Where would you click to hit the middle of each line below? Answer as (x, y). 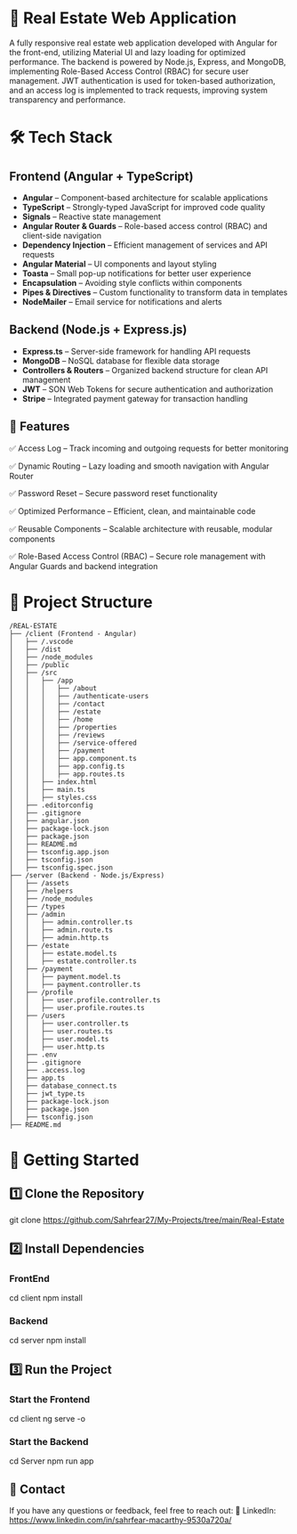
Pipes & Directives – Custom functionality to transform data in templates (155, 292)
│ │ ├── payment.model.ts (65, 976)
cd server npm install (48, 1341)
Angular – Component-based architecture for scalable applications (145, 197)
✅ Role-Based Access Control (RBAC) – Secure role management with (137, 556)
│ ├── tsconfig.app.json (59, 852)
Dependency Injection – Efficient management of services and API (145, 245)
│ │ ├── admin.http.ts (59, 938)
